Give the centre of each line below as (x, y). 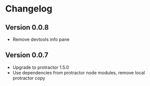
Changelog (29, 9)
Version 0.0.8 (27, 27)
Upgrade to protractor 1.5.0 (41, 67)
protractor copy (29, 78)
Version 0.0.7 (27, 55)
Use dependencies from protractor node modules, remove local (79, 72)
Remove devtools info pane (41, 39)
